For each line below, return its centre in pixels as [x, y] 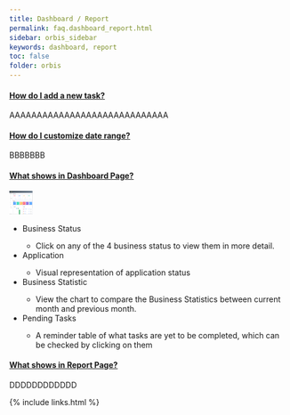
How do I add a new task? [57, 95]
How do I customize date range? [70, 135]
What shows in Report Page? [64, 365]
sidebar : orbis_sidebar [53, 37]
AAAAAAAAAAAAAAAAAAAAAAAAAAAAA [89, 115]
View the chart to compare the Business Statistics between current [158, 299]
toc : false [29, 57]
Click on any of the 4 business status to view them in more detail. [155, 246]
